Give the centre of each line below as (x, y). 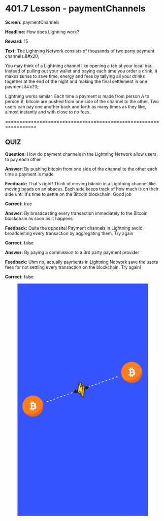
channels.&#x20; (22, 56)
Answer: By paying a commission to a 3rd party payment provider (72, 252)
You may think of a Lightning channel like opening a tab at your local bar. (79, 66)
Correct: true (18, 204)
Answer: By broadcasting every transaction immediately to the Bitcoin (76, 213)
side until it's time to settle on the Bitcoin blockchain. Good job (68, 194)
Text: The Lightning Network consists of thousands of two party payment (80, 51)
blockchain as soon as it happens (39, 218)
